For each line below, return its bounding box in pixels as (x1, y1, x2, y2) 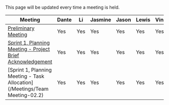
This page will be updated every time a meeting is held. (5, 5, 120, 10)
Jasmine (90, 16, 112, 23)
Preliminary (8, 25, 35, 32)
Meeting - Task (8, 73, 44, 80)
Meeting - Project (8, 45, 50, 52)
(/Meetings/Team (8, 85, 49, 92)
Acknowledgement (8, 58, 52, 65)
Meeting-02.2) (8, 92, 44, 98)
